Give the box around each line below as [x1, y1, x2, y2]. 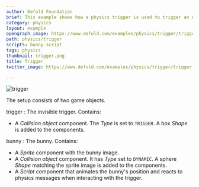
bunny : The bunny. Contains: [6, 138, 78, 145]
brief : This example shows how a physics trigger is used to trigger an [6, 14, 190, 20]
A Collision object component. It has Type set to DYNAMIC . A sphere [14, 156, 177, 163]
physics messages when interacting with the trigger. [14, 175, 143, 182]
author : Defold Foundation [6, 8, 73, 15]
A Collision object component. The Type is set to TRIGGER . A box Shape [14, 120, 188, 127]
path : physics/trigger [6, 36, 62, 42]
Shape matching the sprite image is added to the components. [14, 161, 168, 169]
